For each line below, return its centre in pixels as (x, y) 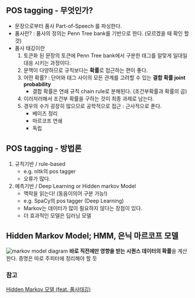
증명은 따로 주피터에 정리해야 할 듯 (58, 258)
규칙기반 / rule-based (40, 163)
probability (37, 84)
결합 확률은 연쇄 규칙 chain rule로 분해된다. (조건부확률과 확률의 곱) (110, 91)
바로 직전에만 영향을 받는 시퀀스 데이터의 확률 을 (123, 251)
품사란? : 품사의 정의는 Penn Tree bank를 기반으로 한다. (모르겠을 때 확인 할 (102, 33)
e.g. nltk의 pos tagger (49, 171)
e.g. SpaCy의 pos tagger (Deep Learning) (74, 201)
